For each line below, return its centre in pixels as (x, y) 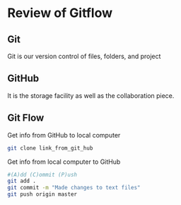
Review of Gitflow (60, 13)
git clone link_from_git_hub (50, 148)
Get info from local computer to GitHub (64, 162)
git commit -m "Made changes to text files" (74, 188)
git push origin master (42, 194)
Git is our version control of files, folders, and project (84, 56)
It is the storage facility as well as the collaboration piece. (91, 95)
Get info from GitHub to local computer (64, 135)
